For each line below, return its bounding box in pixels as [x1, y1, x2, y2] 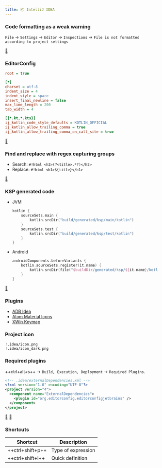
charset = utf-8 [5, 84, 38, 89]
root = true [5, 71, 29, 76]
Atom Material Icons [12, 313, 52, 319]
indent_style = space [5, 93, 49, 98]
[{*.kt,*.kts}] [5, 116, 36, 121]
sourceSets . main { [21, 213, 58, 218]
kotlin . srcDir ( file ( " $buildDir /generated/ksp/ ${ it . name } [30, 268, 147, 272]
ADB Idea [12, 308, 32, 314]
